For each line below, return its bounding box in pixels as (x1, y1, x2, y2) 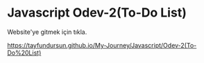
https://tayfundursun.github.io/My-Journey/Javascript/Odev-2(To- (7, 41, 197, 49)
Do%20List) (7, 48, 42, 57)
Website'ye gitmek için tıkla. (7, 28, 87, 36)
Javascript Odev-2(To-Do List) (7, 5, 187, 21)
